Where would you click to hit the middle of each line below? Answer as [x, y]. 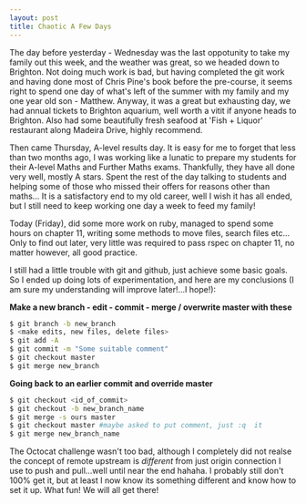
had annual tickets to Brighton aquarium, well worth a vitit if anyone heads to [153, 110]
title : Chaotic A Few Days [61, 26]
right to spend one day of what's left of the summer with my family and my [149, 91]
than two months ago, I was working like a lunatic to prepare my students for [153, 157]
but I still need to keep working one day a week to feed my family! [133, 205]
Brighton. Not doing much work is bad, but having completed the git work [147, 72]
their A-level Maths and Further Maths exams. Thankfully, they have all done [153, 167]
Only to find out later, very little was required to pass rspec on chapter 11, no [152, 242]
